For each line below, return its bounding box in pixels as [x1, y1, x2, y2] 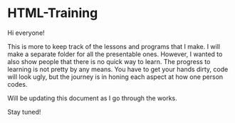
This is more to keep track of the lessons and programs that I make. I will [7, 42, 221, 50]
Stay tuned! [7, 107, 41, 116]
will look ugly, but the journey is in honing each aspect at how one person [7, 73, 224, 81]
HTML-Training [7, 5, 98, 21]
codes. [7, 80, 28, 88]
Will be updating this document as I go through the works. [7, 94, 177, 102]
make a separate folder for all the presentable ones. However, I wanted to [7, 50, 223, 58]
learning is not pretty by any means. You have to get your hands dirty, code [7, 65, 229, 73]
